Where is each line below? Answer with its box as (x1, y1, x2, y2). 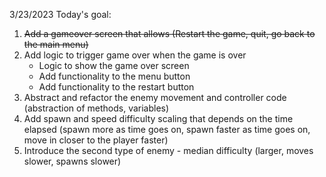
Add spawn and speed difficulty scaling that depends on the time (23, 113, 294, 124)
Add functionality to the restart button (38, 81, 195, 93)
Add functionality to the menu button (38, 70, 191, 82)
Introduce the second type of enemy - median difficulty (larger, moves (23, 145, 314, 156)
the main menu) (23, 39, 89, 50)
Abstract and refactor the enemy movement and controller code (23, 92, 287, 103)
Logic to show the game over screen (38, 60, 190, 71)
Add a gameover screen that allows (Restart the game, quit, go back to (23, 28, 316, 39)
